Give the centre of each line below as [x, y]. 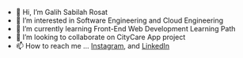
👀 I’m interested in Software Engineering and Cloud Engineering [120, 20]
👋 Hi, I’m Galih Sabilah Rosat [62, 12]
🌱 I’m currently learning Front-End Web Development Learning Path [125, 29]
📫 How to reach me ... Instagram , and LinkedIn [93, 46]
